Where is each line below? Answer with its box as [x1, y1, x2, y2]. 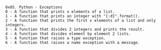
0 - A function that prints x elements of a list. [5, 9, 115, 14]
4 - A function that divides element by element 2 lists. [5, 31, 131, 36]
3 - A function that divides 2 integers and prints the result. [5, 27, 145, 32]
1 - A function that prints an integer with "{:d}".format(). [5, 14, 140, 19]
